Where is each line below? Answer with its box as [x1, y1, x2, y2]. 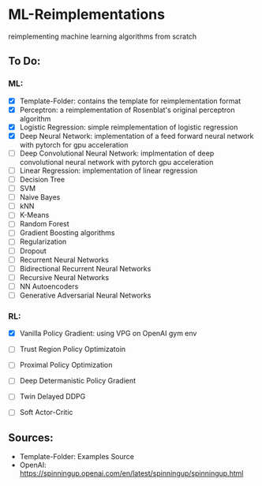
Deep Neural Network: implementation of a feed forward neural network [19, 131, 254, 140]
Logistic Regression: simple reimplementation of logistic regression [19, 122, 238, 132]
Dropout [19, 246, 47, 256]
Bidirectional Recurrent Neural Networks [19, 264, 152, 273]
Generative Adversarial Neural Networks [19, 290, 152, 300]
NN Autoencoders [19, 282, 79, 291]
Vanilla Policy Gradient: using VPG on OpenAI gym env [19, 329, 197, 338]
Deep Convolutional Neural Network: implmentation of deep [19, 148, 215, 158]
